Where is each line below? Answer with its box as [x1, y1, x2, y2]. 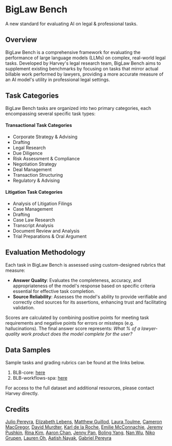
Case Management [12, 206, 53, 212]
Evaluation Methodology [5, 248, 86, 257]
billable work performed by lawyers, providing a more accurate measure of [5, 71, 164, 77]
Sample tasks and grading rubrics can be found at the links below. [5, 359, 145, 365]
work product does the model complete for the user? [21, 330, 132, 337]
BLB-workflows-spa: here [12, 375, 68, 381]
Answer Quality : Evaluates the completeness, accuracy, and [12, 277, 142, 283]
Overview [5, 35, 37, 44]
